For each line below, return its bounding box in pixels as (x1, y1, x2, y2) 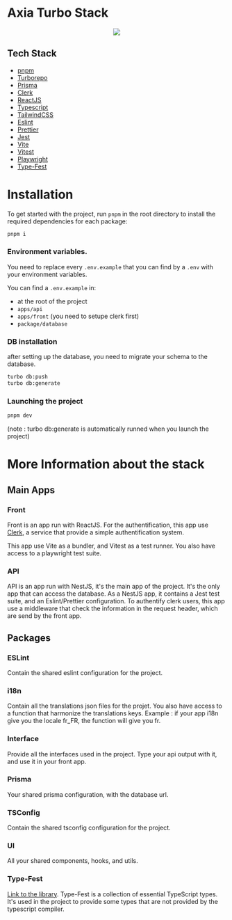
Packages (7, 632, 51, 644)
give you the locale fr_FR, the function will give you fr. (7, 717, 161, 725)
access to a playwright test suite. (7, 548, 102, 557)
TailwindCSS (17, 110, 54, 119)
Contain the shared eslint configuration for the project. (7, 668, 163, 676)
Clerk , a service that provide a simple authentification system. (7, 528, 185, 537)
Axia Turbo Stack (7, 5, 109, 21)
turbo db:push (7, 374, 49, 381)
